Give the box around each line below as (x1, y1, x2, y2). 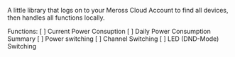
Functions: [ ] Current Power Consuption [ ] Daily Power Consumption (7, 27, 212, 35)
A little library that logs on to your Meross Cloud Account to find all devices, (7, 6, 229, 14)
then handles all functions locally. (7, 13, 105, 22)
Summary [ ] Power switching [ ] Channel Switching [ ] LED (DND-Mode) (7, 34, 219, 43)
